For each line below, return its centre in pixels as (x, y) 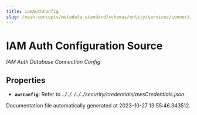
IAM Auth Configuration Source (84, 46)
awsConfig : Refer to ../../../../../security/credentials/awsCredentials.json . (100, 95)
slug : (13, 17)
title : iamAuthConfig (33, 11)
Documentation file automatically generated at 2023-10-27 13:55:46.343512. (98, 106)
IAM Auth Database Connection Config (53, 62)
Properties (26, 80)
